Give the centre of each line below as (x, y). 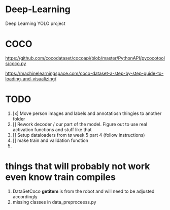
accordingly (25, 196)
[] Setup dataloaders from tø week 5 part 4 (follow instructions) (79, 135)
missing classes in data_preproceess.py (54, 202)
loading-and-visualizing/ (31, 79)
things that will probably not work (78, 166)
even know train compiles (60, 177)
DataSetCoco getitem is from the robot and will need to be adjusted (83, 191)
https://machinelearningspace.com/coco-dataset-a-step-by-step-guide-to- (84, 73)
